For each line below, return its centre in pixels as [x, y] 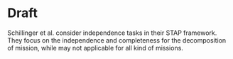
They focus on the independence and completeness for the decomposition [117, 40]
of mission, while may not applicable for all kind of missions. [95, 48]
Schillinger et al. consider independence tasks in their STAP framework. [112, 33]
